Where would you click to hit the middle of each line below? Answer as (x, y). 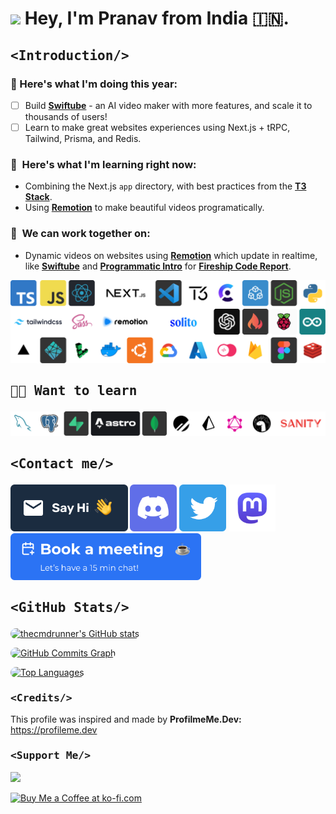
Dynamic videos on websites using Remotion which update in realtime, (171, 255)
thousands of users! (66, 116)
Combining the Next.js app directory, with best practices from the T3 (165, 186)
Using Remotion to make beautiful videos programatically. (144, 208)
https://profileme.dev (54, 730)
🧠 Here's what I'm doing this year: (94, 84)
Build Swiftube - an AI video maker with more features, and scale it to (168, 105)
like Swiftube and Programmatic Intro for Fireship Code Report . (158, 266)
